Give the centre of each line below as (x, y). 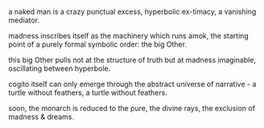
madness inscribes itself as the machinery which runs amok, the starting (129, 36)
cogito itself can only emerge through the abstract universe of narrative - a (132, 84)
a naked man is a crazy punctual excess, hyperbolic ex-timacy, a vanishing (132, 12)
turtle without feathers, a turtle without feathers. (88, 93)
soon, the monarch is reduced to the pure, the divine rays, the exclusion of (132, 108)
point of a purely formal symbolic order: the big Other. (98, 44)
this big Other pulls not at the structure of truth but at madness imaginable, (132, 60)
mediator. (24, 20)
